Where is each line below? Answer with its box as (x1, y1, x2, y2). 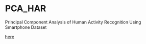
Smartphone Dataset (5, 24, 47, 30)
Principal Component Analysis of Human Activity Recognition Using (5, 19, 141, 25)
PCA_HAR (5, 3, 47, 14)
